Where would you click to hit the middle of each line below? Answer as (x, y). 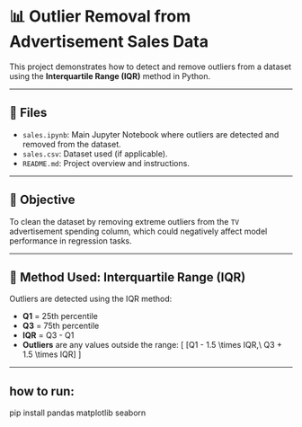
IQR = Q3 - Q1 (48, 335)
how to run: (42, 391)
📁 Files (28, 113)
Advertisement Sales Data (109, 42)
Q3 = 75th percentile (61, 326)
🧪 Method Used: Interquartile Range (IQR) (128, 277)
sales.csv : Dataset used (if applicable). (95, 154)
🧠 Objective (42, 200)
